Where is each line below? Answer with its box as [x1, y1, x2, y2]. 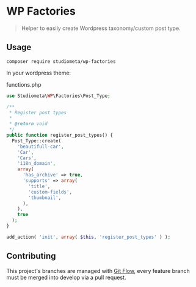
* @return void [9, 121, 48, 127]
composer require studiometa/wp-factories [6, 58, 116, 65]
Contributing [6, 251, 56, 261]
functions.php [6, 81, 42, 88]
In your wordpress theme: [6, 69, 71, 76]
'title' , [28, 183, 51, 189]
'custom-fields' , [28, 189, 72, 195]
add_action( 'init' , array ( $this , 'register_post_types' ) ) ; [6, 234, 171, 240]
